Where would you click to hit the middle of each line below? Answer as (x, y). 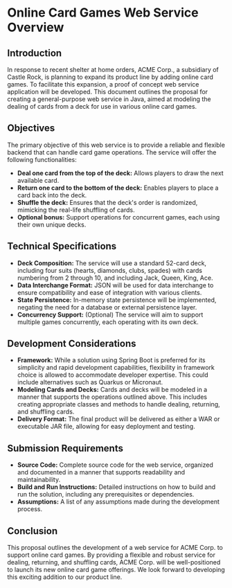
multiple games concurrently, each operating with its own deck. (108, 322)
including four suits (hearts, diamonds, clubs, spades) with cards (110, 270)
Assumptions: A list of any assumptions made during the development (118, 502)
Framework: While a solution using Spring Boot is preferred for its (111, 360)
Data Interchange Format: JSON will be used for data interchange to (115, 285)
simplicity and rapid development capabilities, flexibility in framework (116, 368)
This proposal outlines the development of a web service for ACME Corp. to (115, 548)
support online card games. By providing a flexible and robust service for (111, 555)
